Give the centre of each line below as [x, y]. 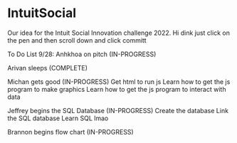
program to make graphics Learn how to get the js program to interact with [117, 89]
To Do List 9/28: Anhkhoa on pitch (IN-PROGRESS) [82, 54]
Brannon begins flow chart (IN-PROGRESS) [70, 132]
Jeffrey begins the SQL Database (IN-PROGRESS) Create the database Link [118, 110]
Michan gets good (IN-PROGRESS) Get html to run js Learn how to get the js [119, 81]
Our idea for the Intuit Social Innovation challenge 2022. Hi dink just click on [118, 33]
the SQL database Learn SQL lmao [58, 118]
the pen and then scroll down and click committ [77, 40]
